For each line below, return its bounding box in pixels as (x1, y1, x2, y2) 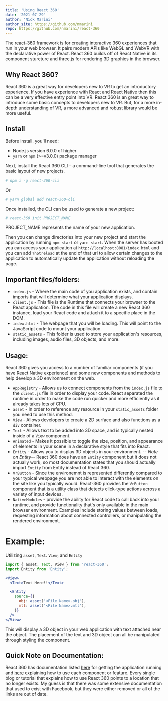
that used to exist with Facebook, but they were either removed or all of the (5, 686, 160, 692)
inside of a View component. (12, 433, 71, 439)
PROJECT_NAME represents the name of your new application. (5, 224, 135, 231)
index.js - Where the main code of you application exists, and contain (12, 289, 158, 295)
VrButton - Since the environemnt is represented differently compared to (12, 470, 162, 476)
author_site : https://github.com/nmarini (5, 21, 93, 27)
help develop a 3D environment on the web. (5, 375, 96, 381)
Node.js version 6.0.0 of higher (12, 147, 77, 153)
